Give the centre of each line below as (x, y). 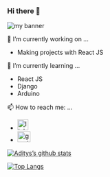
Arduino (28, 94)
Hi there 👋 (24, 11)
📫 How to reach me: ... (40, 107)
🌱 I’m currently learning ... (44, 66)
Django (27, 86)
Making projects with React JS (60, 52)
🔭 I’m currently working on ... (48, 39)
